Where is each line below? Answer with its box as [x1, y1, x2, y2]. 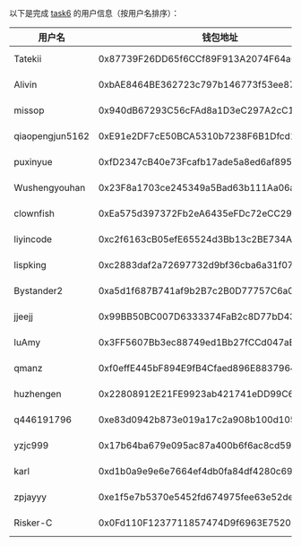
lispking [13, 259, 47, 271]
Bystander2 [13, 285, 64, 297]
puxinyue [13, 156, 53, 168]
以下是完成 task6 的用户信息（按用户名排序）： [9, 8, 180, 18]
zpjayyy [13, 491, 47, 503]
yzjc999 [13, 439, 49, 451]
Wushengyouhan [13, 182, 86, 194]
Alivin [13, 79, 38, 91]
